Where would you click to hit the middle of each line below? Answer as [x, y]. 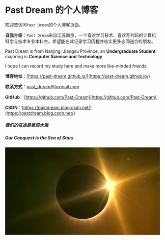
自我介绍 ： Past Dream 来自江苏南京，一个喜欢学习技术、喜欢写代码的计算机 [81, 35]
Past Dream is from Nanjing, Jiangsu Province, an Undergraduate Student [80, 51]
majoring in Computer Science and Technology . [55, 56]
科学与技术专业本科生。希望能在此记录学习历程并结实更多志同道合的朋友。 [80, 41]
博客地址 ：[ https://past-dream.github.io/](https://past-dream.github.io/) [78, 76]
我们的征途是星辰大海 [27, 125]
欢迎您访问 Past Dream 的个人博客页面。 [44, 25]
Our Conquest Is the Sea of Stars [39, 137]
